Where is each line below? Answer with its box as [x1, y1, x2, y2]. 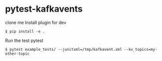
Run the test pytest [5, 38, 43, 43]
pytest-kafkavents [5, 3, 83, 15]
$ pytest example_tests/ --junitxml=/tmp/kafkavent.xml [5, 47, 122, 52]
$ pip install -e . [5, 29, 45, 34]
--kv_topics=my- [124, 47, 158, 52]
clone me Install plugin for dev [5, 20, 66, 25]
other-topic [5, 51, 30, 56]
